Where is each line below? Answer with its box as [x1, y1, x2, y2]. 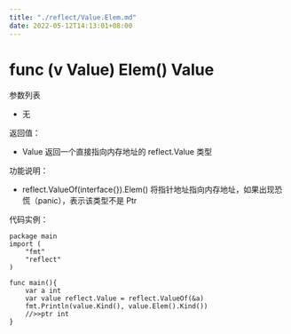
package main [9, 232, 58, 241]
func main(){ [9, 279, 58, 288]
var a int [25, 286, 62, 296]
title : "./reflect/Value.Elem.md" [9, 12, 138, 22]
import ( [9, 240, 42, 249]
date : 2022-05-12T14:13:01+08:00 [9, 21, 133, 30]
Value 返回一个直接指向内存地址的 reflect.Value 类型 [21, 147, 213, 157]
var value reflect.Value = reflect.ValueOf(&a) [25, 294, 204, 303]
